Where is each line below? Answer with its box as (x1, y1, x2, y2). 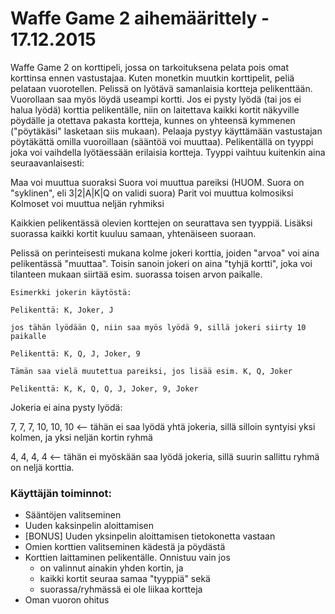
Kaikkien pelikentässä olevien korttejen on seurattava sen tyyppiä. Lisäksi (10, 217, 313, 229)
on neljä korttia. (10, 461, 75, 473)
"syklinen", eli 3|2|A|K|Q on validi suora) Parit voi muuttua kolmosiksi (10, 187, 294, 199)
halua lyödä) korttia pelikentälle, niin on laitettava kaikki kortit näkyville (10, 103, 300, 116)
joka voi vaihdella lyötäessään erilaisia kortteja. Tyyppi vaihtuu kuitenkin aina (10, 146, 326, 158)
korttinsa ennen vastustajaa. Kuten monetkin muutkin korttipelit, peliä (10, 72, 295, 84)
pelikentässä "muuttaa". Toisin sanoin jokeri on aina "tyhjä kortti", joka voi (10, 257, 313, 269)
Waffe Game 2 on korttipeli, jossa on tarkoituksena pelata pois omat (10, 61, 289, 73)
